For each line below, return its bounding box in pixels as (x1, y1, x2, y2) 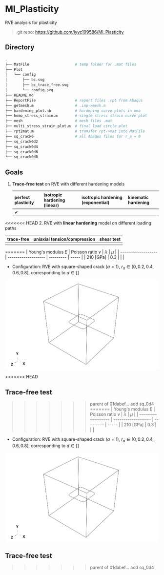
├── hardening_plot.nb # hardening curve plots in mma (5, 108, 141, 113)
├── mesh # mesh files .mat (5, 119, 112, 123)
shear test (99, 236, 121, 242)
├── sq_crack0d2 (5, 139, 38, 144)
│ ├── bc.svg (5, 77, 45, 82)
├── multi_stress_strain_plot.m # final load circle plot (5, 123, 128, 129)
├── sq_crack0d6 (5, 149, 38, 154)
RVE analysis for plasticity (5, 20, 57, 25)
